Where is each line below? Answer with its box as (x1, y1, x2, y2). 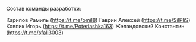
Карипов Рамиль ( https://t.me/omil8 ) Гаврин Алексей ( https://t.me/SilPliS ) (6, 17, 191, 23)
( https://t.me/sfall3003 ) (6, 29, 64, 36)
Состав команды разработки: (6, 5, 81, 12)
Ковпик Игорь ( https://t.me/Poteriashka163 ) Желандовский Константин (6, 23, 185, 30)
